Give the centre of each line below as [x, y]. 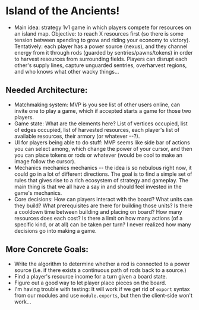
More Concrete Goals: [47, 250]
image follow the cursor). [45, 161]
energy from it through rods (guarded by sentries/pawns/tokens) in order [103, 52]
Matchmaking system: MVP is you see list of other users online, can [97, 105]
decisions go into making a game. [55, 230]
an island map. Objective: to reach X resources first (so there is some [99, 33]
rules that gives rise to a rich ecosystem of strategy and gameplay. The [101, 180]
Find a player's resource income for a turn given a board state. [91, 276]
